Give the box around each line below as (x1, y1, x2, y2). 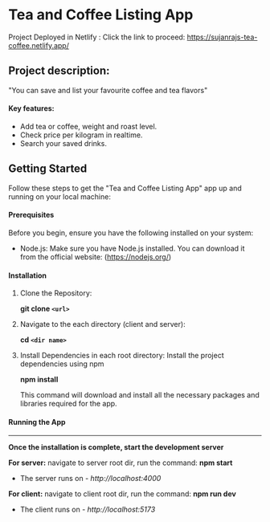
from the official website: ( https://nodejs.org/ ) (19, 251, 172, 262)
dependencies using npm (19, 359, 104, 369)
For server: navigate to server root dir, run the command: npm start (8, 458, 233, 467)
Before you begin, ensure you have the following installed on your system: (8, 227, 254, 238)
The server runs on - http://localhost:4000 (19, 474, 162, 483)
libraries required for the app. (19, 399, 118, 409)
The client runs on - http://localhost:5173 (19, 504, 156, 515)
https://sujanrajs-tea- (186, 32, 258, 42)
